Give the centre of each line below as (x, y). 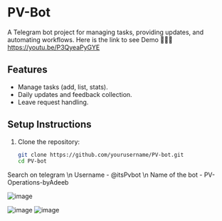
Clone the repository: (49, 142)
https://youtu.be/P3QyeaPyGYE (54, 47)
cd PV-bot (32, 161)
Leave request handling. (53, 102)
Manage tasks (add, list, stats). (63, 87)
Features (27, 70)
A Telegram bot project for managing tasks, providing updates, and (106, 32)
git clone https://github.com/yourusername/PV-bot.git (101, 155)
